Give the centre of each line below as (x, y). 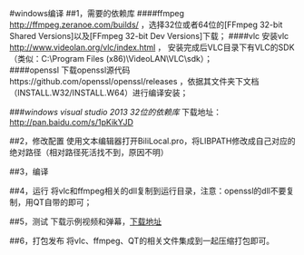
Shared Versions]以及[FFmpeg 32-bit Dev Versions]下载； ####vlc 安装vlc (149, 36)
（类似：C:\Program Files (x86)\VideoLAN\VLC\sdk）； (111, 59)
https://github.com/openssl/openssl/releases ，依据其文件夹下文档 (134, 81)
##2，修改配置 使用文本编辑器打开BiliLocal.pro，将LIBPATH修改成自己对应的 (152, 141)
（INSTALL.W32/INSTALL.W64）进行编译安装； (99, 93)
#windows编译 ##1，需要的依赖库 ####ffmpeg (97, 13)
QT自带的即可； (63, 202)
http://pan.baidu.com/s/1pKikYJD (72, 122)
